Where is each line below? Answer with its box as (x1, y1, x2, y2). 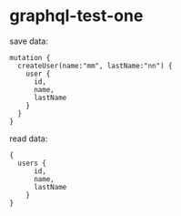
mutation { (9, 53, 51, 62)
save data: (9, 36, 48, 46)
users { (17, 159, 47, 168)
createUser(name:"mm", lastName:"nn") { (17, 61, 173, 70)
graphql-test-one (9, 5, 144, 26)
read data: (9, 133, 48, 144)
